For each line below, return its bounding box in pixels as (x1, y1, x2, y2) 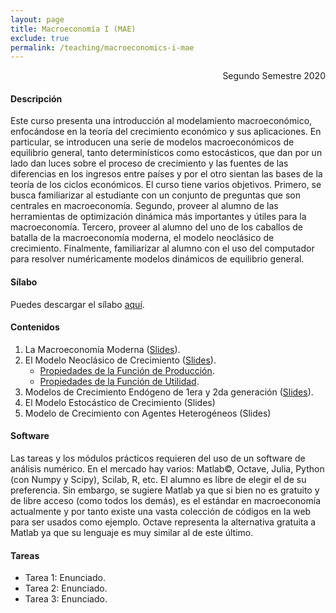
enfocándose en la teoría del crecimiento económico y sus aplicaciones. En (10, 126, 322, 138)
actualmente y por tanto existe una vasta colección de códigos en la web (10, 506, 312, 518)
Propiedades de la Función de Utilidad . (39, 375, 200, 387)
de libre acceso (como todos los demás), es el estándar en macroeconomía (10, 495, 322, 507)
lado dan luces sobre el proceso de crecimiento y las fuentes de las (10, 157, 289, 170)
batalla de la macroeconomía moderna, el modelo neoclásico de (10, 232, 275, 244)
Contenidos (10, 321, 60, 333)
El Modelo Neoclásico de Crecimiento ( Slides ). (24, 354, 217, 366)
